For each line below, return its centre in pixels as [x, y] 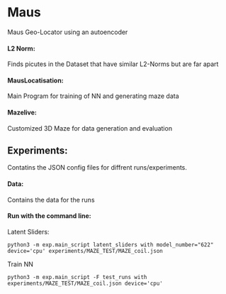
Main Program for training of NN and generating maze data [93, 96]
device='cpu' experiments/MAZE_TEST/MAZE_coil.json [85, 251]
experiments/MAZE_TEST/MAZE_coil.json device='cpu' [85, 283]
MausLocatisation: [35, 80]
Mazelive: [22, 112]
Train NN [21, 264]
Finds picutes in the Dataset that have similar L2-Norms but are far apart [113, 64]
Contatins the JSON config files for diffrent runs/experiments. [97, 168]
